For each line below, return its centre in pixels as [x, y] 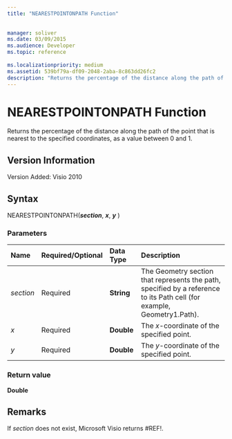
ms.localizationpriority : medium [55, 65]
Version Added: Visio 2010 [45, 177]
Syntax [23, 199]
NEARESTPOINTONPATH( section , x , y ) [64, 215]
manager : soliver [32, 33]
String [120, 293]
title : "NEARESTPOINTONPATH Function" [63, 13]
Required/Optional [72, 255]
